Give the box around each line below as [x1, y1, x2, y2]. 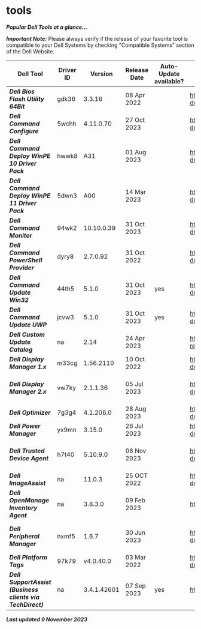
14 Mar [125, 187, 147, 196]
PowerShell [9, 256, 42, 264]
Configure [9, 127, 39, 135]
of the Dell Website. [6, 47, 55, 55]
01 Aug [125, 148, 147, 156]
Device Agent [9, 454, 49, 462]
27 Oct [125, 115, 145, 124]
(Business [9, 585, 39, 594]
